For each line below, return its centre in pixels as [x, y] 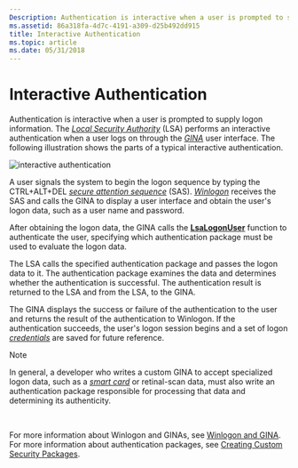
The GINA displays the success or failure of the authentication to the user [143, 310]
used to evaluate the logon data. [68, 246]
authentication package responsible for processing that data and [127, 391]
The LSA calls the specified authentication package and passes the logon [143, 264]
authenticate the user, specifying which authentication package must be [141, 238]
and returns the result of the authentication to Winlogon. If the [122, 319]
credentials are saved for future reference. [87, 338]
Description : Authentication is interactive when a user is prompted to [146, 17]
